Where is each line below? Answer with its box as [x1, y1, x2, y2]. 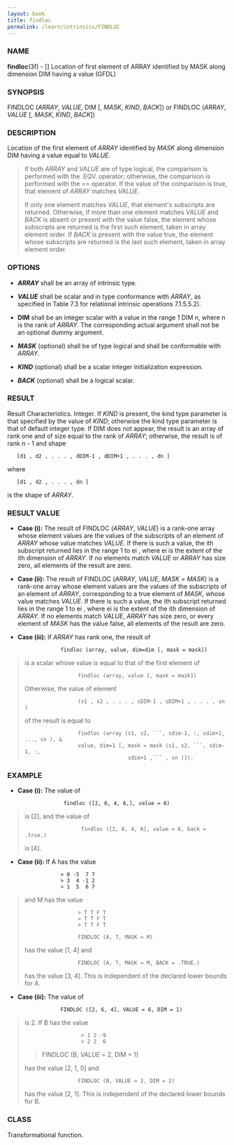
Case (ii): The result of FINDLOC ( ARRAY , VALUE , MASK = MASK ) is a [17, 575, 219, 583]
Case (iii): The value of [17, 993, 84, 1001]
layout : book [7, 10, 45, 17]
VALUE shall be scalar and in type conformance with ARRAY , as [17, 292, 201, 301]
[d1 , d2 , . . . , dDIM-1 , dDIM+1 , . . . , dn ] [16, 453, 170, 460]
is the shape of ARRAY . [7, 490, 74, 499]
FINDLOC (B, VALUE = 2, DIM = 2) [78, 1078, 175, 1085]
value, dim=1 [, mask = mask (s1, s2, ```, [78, 742, 207, 749]
